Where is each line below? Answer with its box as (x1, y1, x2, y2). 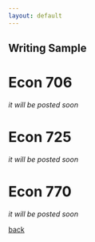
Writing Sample (8, 42, 87, 55)
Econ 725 (8, 128, 72, 147)
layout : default (8, 11, 62, 20)
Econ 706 (8, 74, 73, 92)
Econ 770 (8, 183, 72, 201)
